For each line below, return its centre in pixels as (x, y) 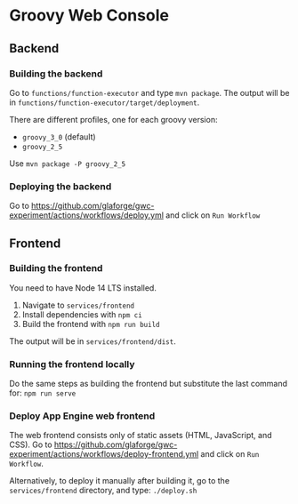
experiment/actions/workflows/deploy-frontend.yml (104, 454)
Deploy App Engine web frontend (82, 416)
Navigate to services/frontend (78, 305)
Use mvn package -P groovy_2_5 (68, 163)
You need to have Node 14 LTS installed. (83, 288)
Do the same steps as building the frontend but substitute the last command (148, 384)
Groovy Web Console (89, 16)
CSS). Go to (31, 444)
